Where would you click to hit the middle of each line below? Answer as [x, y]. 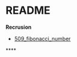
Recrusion [19, 27]
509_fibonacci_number [42, 38]
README [28, 10]
